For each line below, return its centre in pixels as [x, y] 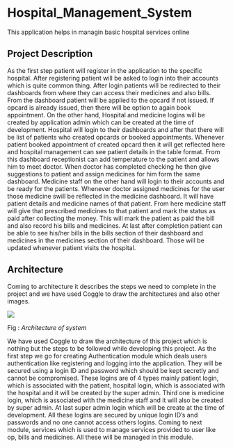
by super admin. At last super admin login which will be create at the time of [116, 407]
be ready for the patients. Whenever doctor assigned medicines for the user [116, 188]
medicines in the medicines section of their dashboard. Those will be [106, 240]
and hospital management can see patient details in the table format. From [114, 151]
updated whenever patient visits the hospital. [72, 247]
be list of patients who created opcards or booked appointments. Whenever [116, 137]
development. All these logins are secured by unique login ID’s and [103, 415]
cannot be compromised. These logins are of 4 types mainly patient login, [113, 378]
